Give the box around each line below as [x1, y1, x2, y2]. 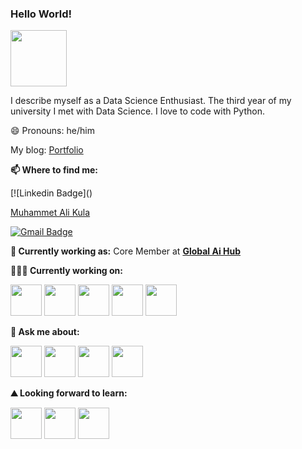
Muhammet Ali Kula [10, 207, 91, 219]
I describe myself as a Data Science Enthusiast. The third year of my [10, 95, 292, 107]
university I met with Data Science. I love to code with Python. [10, 105, 265, 117]
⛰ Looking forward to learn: [10, 387, 128, 399]
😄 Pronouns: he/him [10, 125, 95, 137]
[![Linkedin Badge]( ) [10, 187, 93, 199]
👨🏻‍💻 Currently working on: [10, 265, 123, 277]
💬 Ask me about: [10, 326, 80, 338]
